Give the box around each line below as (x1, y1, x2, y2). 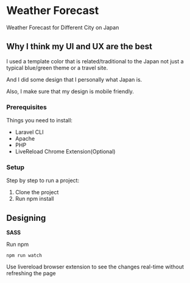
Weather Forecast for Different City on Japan (6, 24, 119, 31)
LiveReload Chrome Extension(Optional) (15, 148, 116, 155)
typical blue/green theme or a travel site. (6, 64, 108, 71)
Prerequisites (6, 103, 47, 111)
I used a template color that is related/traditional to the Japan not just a (6, 57, 184, 65)
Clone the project (15, 189, 59, 196)
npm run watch (6, 253, 43, 259)
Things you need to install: (6, 117, 73, 124)
